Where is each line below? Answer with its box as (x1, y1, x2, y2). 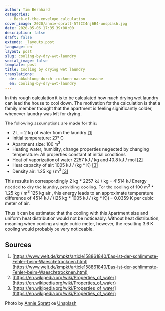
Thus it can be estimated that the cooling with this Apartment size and (5, 210, 148, 216)
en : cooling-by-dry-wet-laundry (9, 81, 77, 86)
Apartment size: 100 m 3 (12, 140, 61, 147)
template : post (5, 62, 37, 67)
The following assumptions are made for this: (5, 120, 98, 126)
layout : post (5, 49, 32, 54)
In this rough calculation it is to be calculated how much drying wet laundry (5, 95, 159, 101)
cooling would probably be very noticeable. (5, 226, 94, 232)
